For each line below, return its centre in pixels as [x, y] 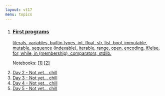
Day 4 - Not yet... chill [35, 83]
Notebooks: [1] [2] [31, 63]
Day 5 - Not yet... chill [35, 88]
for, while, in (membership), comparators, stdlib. [62, 53]
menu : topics [19, 14]
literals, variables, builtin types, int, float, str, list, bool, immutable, [80, 42]
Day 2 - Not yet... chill [35, 72]
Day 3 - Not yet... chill [35, 78]
